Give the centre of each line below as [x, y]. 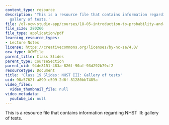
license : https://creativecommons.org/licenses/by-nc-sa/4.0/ [72, 47]
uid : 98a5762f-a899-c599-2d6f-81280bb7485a [52, 80]
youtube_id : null [28, 98]
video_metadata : [22, 94]
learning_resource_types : [32, 38]
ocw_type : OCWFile [24, 52]
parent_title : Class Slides [35, 56]
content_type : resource [30, 10]
